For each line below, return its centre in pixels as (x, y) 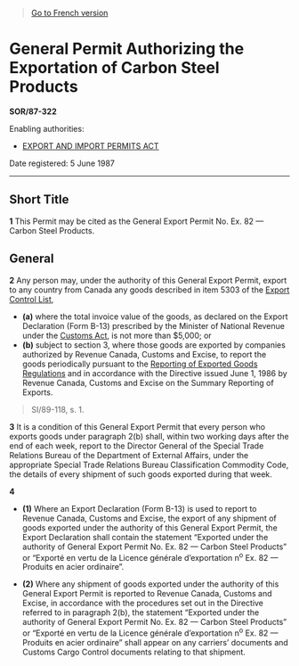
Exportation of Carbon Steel (114, 68)
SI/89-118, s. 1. (57, 409)
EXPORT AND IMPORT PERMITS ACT (90, 145)
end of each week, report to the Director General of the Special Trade (137, 446)
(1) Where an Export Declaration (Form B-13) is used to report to (139, 508)
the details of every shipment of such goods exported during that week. (141, 474)
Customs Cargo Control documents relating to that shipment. (134, 652)
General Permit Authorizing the (127, 49)
